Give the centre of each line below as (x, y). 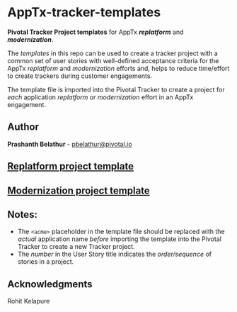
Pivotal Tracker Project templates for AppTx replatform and (96, 32)
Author (23, 127)
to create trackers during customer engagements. (80, 76)
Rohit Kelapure (29, 301)
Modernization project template (79, 190)
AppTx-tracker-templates (84, 12)
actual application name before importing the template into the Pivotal (119, 239)
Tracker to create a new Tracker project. (76, 247)
